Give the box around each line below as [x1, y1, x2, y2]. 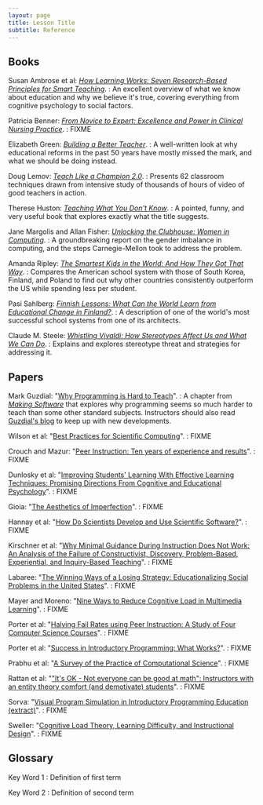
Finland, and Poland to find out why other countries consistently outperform [8, 275, 254, 285]
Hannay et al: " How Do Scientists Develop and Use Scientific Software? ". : [8, 517, 247, 526]
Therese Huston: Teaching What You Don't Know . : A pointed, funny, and [8, 203, 245, 213]
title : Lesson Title [8, 19, 76, 27]
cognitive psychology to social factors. [8, 101, 133, 111]
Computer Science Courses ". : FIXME [8, 628, 130, 637]
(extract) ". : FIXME [8, 705, 68, 715]
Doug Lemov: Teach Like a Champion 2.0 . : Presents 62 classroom [8, 172, 225, 181]
